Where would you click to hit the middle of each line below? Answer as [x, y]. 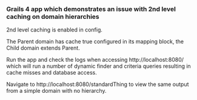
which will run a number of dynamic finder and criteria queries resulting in [98, 66]
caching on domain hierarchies [53, 16]
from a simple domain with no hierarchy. [57, 91]
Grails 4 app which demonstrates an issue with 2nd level [91, 9]
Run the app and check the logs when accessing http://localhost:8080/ [95, 60]
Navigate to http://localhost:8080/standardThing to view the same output [98, 84]
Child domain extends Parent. [43, 48]
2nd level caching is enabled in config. [55, 30]
